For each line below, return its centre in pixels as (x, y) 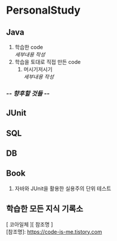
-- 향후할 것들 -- (28, 94)
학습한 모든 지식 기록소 (45, 209)
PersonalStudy (43, 10)
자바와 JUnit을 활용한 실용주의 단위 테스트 (63, 188)
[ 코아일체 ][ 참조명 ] (30, 224)
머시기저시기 (38, 69)
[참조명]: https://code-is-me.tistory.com (54, 232)
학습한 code (29, 47)
